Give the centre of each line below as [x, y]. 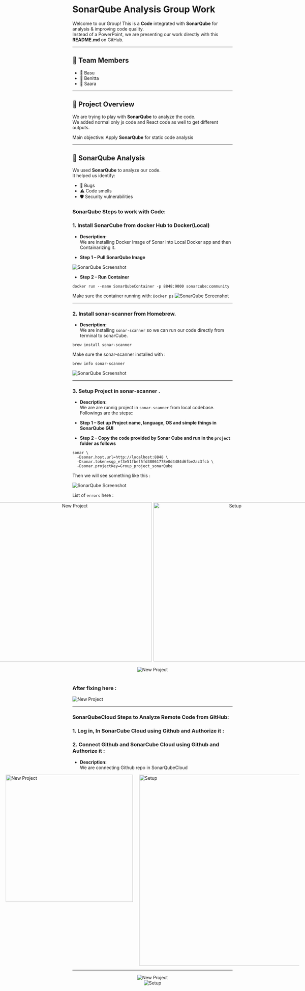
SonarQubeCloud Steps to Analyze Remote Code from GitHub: [151, 717]
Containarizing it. [98, 247]
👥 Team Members [101, 60]
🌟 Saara [88, 83]
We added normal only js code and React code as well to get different [145, 122]
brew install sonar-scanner [102, 345]
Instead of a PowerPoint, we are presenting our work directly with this [145, 34]
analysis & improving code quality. [108, 29]
